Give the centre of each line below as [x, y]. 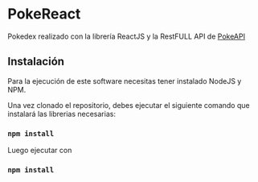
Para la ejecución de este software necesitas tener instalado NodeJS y [125, 81]
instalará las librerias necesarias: [61, 114]
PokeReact [44, 14]
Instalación [36, 62]
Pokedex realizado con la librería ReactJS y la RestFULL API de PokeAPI [127, 36]
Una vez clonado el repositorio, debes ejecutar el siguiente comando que [129, 105]
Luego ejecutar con [40, 151]
